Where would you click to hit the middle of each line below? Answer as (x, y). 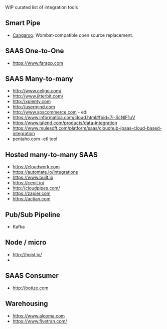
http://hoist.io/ (27, 254)
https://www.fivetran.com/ (40, 321)
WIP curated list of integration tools (42, 7)
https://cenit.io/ (28, 183)
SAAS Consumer (32, 276)
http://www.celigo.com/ (37, 91)
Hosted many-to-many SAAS (51, 154)
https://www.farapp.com (38, 63)
